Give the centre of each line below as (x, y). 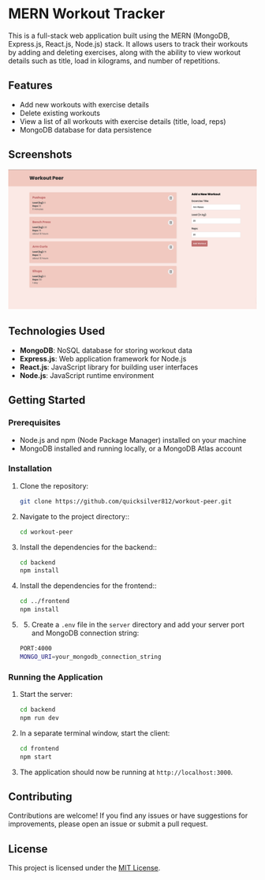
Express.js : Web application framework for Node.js (103, 358)
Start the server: (46, 695)
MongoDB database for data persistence (86, 129)
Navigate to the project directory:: (75, 516)
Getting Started (47, 401)
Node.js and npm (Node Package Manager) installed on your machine (133, 440)
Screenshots (40, 155)
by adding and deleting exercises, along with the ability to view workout (125, 52)
